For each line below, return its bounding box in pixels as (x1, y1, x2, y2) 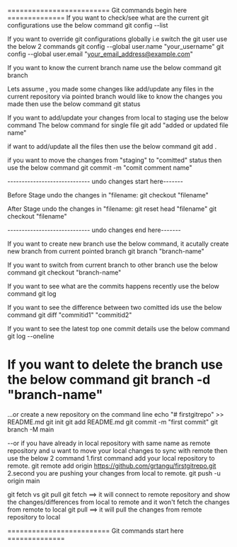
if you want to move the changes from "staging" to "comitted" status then (7, 156, 222, 164)
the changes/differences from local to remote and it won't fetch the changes (7, 497, 230, 506)
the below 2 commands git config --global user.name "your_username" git (7, 42, 224, 50)
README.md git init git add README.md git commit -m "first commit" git (7, 418, 218, 426)
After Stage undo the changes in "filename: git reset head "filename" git (7, 205, 217, 213)
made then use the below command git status (7, 100, 141, 108)
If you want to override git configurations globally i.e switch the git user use (7, 35, 228, 43)
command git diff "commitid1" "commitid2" (7, 311, 132, 319)
